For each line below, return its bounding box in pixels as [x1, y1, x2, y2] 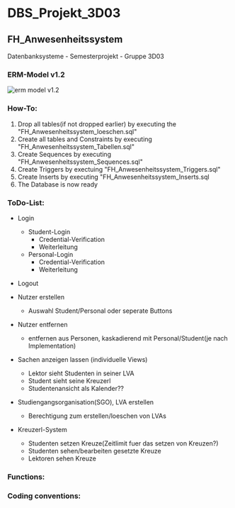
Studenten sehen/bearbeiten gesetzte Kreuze [28, 446, 161, 455]
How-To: [7, 104, 38, 114]
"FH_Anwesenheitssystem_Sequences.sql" [17, 158, 143, 166]
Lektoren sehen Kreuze [28, 454, 97, 463]
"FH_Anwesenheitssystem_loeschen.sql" [17, 127, 137, 136]
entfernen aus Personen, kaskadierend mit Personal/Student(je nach [28, 333, 228, 342]
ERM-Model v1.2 [7, 70, 65, 79]
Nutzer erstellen [17, 292, 65, 301]
